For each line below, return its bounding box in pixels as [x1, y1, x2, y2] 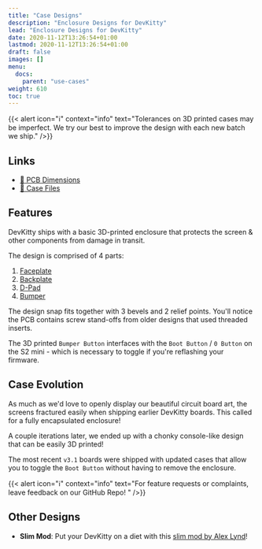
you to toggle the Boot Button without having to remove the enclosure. [8, 462, 237, 473]
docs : [15, 70, 34, 78]
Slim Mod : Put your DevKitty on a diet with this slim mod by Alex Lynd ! [19, 531, 248, 540]
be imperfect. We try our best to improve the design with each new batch [8, 123, 245, 132]
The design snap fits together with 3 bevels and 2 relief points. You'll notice [8, 306, 253, 316]
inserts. [8, 323, 33, 332]
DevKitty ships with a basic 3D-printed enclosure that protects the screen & [8, 227, 253, 236]
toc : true [8, 92, 41, 100]
